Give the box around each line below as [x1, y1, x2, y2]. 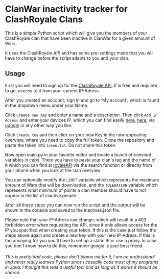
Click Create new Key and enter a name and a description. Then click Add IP [5, 112, 158, 118]
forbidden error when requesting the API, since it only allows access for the [5, 222, 158, 228]
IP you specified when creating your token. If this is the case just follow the [5, 227, 157, 233]
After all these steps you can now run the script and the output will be [5, 202, 145, 208]
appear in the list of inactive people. [5, 192, 77, 198]
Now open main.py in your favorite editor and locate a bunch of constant [5, 152, 152, 157]
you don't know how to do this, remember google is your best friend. [5, 243, 143, 249]
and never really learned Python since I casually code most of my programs [5, 259, 159, 265]
